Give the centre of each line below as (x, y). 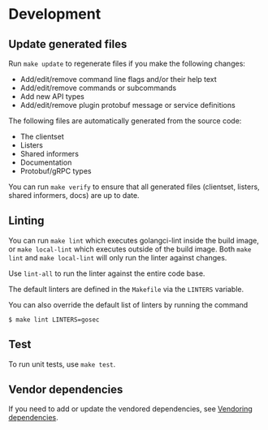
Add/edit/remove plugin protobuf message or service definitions (128, 105)
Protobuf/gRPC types (56, 171)
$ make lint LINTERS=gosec (54, 320)
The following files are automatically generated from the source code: (125, 121)
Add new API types (52, 97)
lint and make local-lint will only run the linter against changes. (118, 257)
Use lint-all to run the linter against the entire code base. (107, 273)
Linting (26, 221)
